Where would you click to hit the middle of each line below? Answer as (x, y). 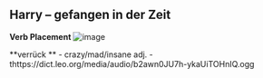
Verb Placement (40, 36)
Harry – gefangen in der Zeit (90, 15)
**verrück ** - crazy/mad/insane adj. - (82, 54)
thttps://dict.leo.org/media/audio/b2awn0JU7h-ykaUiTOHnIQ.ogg (132, 63)
